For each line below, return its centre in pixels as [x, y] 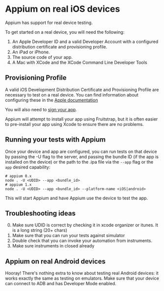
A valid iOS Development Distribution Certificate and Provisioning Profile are [82, 90]
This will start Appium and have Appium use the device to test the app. [77, 198]
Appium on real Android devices [55, 261]
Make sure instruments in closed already [53, 246]
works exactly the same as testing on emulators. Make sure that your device [82, 278]
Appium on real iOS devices [63, 9]
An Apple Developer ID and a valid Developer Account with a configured [85, 41]
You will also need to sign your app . [41, 109]
